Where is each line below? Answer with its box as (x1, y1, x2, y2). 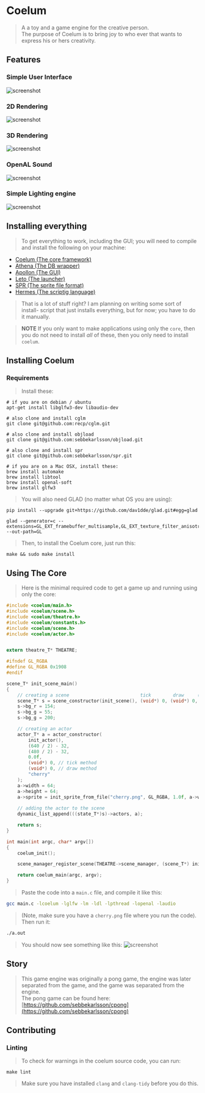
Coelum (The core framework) (15, 255, 92, 263)
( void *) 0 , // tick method (28, 760, 97, 766)
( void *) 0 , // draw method (28, 766, 97, 772)
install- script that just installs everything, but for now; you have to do (21, 306, 196, 313)
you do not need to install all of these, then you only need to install (21, 331, 189, 338)
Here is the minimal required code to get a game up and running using (21, 584, 198, 591)
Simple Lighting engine (6, 189, 76, 198)
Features (6, 54, 41, 65)
